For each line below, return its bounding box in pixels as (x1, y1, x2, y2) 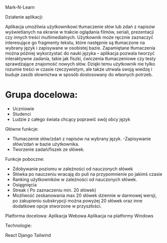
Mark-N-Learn (5, 5, 35, 10)
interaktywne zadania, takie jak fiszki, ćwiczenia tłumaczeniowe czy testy (5, 56, 156, 62)
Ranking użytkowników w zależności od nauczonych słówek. (12, 176, 138, 182)
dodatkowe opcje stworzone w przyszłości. (12, 203, 102, 209)
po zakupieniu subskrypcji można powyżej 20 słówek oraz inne (12, 197, 143, 203)
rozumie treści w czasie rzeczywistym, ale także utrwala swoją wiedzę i (5, 66, 153, 72)
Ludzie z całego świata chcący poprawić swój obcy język (12, 116, 131, 122)
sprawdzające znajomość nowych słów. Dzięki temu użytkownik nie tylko (5, 61, 156, 67)
